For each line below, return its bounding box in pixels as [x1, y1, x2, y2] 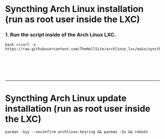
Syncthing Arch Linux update [5, 93, 127, 104]
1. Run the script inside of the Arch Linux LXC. [5, 31, 116, 38]
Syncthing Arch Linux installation [5, 3, 144, 15]
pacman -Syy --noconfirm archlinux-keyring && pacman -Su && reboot [5, 130, 148, 135]
